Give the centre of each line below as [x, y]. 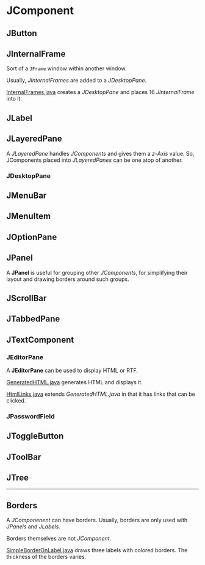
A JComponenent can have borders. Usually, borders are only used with [97, 520]
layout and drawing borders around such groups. [68, 279]
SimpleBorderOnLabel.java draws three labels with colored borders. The [97, 550]
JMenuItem [28, 217]
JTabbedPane [33, 319]
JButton [22, 33]
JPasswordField [31, 416]
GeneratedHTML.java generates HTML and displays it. [75, 382]
